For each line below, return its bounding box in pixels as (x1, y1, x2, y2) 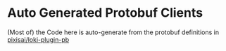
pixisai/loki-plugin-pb (7, 35, 70, 43)
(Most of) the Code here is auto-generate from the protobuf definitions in (7, 28, 220, 36)
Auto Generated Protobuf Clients (7, 5, 203, 21)
